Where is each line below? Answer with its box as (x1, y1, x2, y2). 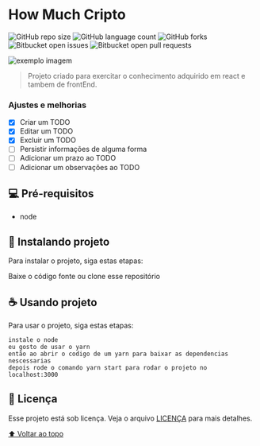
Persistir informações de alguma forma (19, 145, 147, 154)
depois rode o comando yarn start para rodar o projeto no (8, 364, 208, 372)
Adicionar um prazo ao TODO (19, 153, 117, 163)
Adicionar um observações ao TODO (19, 162, 140, 172)
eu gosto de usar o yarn (8, 343, 90, 351)
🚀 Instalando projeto (8, 235, 110, 248)
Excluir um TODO (19, 135, 77, 145)
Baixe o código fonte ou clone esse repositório (8, 272, 161, 281)
